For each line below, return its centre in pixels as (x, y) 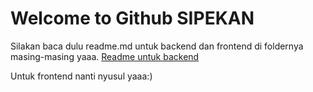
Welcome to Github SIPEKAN (132, 18)
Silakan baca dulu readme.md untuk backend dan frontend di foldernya (157, 46)
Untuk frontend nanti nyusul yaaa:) (81, 76)
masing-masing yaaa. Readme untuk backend (105, 56)
